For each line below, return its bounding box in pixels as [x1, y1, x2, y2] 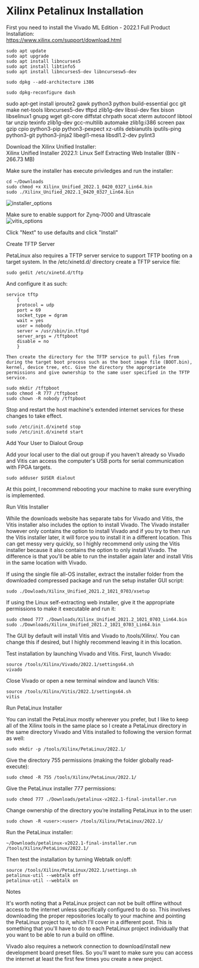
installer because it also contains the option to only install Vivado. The [6, 546, 177, 553]
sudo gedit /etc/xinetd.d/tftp [6, 269, 84, 276]
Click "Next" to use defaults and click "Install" [6, 229, 119, 236]
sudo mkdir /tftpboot [6, 385, 60, 391]
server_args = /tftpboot [17, 333, 78, 339]
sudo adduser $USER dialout [6, 475, 76, 481]
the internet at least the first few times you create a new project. [6, 955, 163, 962]
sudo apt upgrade [6, 53, 49, 59]
